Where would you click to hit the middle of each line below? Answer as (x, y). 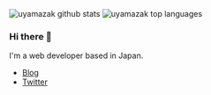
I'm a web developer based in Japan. (76, 55)
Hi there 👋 (31, 36)
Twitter (35, 82)
